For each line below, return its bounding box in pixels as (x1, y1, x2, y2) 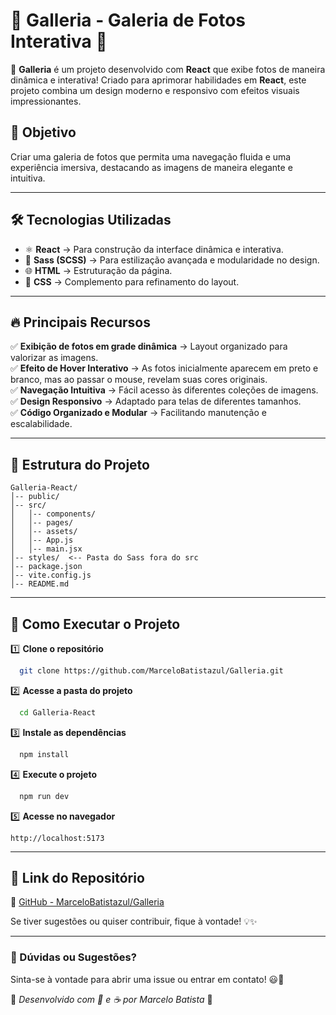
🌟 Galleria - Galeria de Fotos (10, 9, 246, 32)
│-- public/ (10, 492, 60, 502)
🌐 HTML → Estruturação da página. (24, 264, 173, 276)
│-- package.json (10, 562, 83, 572)
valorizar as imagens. (10, 352, 99, 364)
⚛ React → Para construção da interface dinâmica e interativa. (24, 243, 284, 255)
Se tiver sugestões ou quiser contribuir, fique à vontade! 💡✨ (10, 915, 258, 928)
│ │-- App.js (10, 535, 74, 546)
